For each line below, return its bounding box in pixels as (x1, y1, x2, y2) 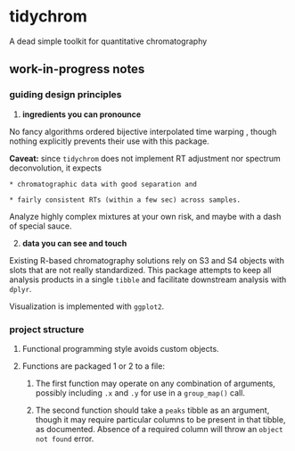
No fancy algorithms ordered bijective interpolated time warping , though (9, 126, 277, 137)
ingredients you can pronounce (21, 109, 142, 120)
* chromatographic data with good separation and (9, 180, 198, 188)
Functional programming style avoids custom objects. (21, 343, 220, 354)
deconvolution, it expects (9, 163, 102, 173)
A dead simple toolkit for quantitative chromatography (9, 36, 208, 46)
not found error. (35, 433, 94, 444)
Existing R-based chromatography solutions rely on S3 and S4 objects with (9, 255, 285, 265)
